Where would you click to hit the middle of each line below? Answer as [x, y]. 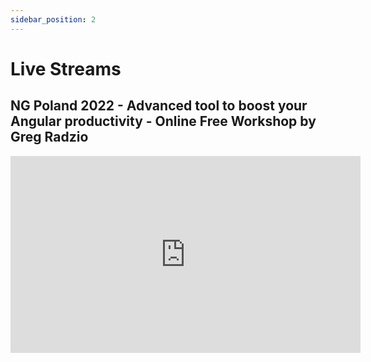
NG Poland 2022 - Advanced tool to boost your [159, 106]
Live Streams [66, 68]
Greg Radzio [49, 137]
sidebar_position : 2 [53, 19]
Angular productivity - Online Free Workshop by [163, 121]
